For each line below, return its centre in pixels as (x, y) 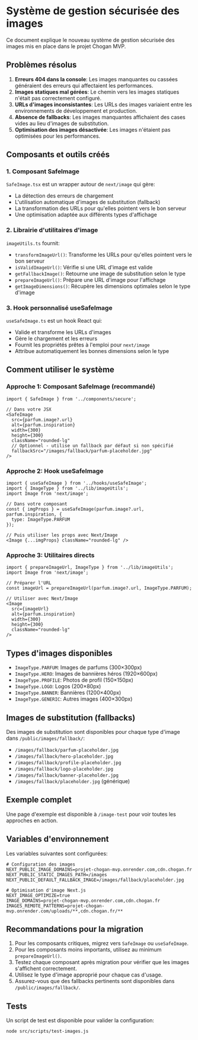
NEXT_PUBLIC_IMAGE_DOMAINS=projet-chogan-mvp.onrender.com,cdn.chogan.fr (99, 869)
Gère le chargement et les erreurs (56, 339)
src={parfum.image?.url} (42, 419)
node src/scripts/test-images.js (47, 1031)
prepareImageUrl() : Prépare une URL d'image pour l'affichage (90, 279)
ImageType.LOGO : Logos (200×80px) (58, 686)
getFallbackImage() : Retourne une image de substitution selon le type (100, 273)
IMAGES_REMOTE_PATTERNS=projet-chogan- (55, 906)
